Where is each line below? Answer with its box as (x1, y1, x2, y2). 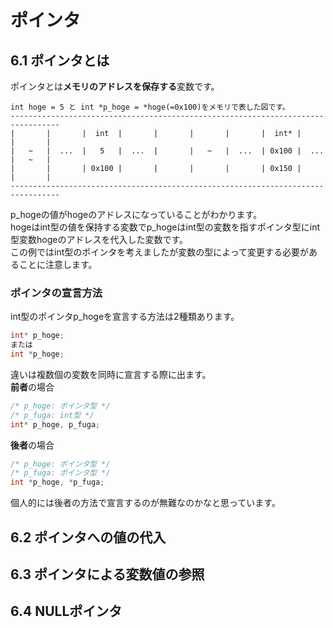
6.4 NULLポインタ (10, 603, 123, 620)
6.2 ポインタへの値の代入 (10, 529, 167, 546)
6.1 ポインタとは (10, 52, 110, 69)
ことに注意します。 (18, 259, 98, 270)
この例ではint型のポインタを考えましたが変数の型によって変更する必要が (10, 246, 310, 258)
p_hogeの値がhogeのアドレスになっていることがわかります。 (10, 209, 263, 220)
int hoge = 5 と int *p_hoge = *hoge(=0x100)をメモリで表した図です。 (10, 102, 290, 112)
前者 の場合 (10, 381, 55, 393)
